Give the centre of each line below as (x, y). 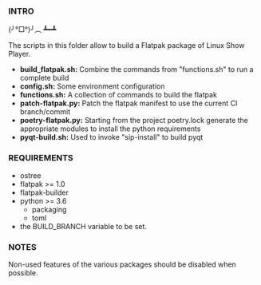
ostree (30, 175)
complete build (44, 78)
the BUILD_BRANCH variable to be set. (83, 226)
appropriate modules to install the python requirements (110, 129)
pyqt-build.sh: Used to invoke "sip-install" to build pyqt (111, 137)
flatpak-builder (44, 192)
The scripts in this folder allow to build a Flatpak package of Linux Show (127, 46)
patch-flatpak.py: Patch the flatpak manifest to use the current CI (129, 103)
